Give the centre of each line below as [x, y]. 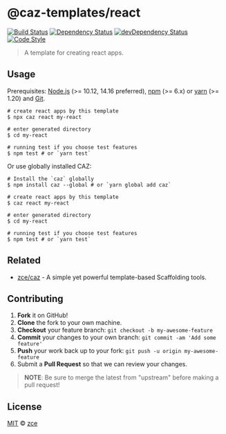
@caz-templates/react [74, 13]
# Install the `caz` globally [51, 179]
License [25, 407]
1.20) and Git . [26, 98]
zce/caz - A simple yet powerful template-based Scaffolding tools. [112, 277]
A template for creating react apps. [74, 53]
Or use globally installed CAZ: [49, 166]
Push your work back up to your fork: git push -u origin [99, 351]
